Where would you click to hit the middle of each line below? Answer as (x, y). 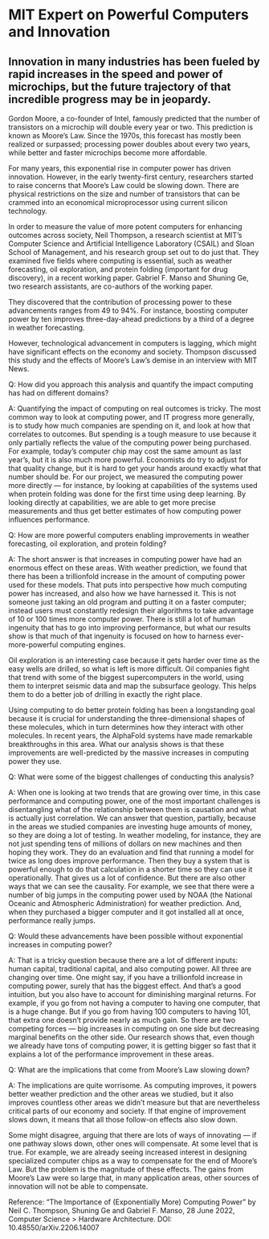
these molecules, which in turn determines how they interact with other (126, 727)
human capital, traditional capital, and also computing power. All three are (130, 969)
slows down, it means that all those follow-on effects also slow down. (123, 1120)
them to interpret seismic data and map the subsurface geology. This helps (132, 686)
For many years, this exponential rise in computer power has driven (120, 168)
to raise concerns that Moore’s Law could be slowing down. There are (124, 185)
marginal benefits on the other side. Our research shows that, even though (132, 1037)
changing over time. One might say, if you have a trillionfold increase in (126, 977)
